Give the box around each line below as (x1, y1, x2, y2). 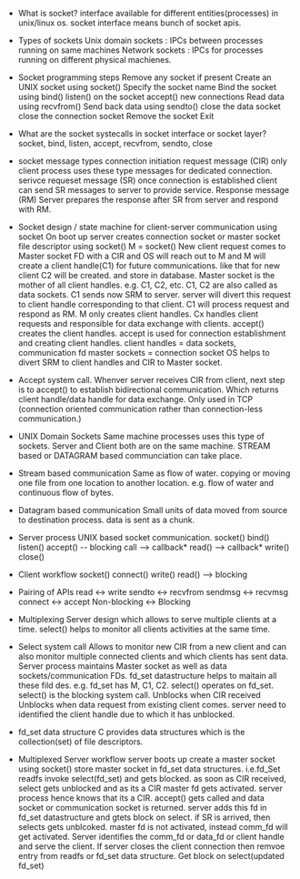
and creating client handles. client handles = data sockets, (17, 338, 236, 349)
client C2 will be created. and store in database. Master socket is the (17, 270, 275, 280)
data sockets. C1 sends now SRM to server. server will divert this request (17, 289, 291, 299)
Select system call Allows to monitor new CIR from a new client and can (17, 642, 287, 652)
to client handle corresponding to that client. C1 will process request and (17, 299, 290, 309)
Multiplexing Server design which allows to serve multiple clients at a (17, 614, 277, 624)
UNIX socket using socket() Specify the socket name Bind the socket (17, 82, 277, 92)
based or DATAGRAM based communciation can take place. (17, 450, 243, 460)
